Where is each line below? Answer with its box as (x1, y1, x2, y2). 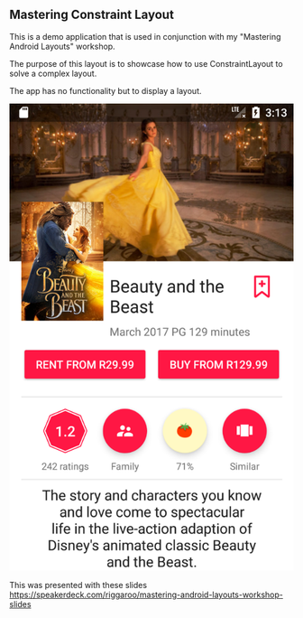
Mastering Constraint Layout (9, 7, 174, 23)
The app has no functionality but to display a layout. (9, 85, 202, 96)
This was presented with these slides (9, 579, 147, 590)
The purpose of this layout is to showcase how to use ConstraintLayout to (9, 58, 283, 69)
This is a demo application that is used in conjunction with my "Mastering (9, 31, 281, 42)
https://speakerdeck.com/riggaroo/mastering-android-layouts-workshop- (9, 589, 284, 600)
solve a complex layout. (9, 68, 97, 79)
